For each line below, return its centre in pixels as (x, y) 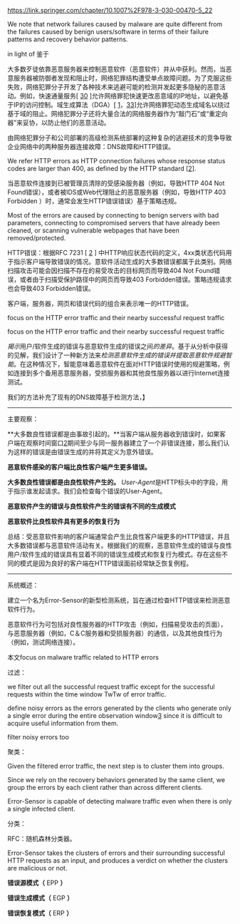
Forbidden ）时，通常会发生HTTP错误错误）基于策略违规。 (94, 201)
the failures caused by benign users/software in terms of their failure (108, 32)
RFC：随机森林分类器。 (42, 838)
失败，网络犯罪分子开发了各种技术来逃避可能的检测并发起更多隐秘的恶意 (113, 87)
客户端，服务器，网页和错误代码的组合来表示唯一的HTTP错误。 (100, 303)
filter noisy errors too (38, 737)
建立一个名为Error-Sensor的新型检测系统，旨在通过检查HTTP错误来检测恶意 (119, 600)
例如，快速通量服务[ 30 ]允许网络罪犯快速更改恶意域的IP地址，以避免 (121, 96)
